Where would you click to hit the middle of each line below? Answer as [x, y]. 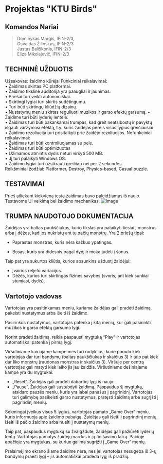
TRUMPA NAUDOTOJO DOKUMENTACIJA [69, 216]
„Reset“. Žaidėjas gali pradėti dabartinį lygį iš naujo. [63, 382]
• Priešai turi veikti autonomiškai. [38, 96]
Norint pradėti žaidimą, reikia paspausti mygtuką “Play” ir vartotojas [73, 337]
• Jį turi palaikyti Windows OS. [36, 158]
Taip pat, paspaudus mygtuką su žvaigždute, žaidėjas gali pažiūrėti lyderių [80, 431]
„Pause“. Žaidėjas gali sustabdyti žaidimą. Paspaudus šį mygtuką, [78, 387]
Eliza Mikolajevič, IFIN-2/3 [43, 54]
